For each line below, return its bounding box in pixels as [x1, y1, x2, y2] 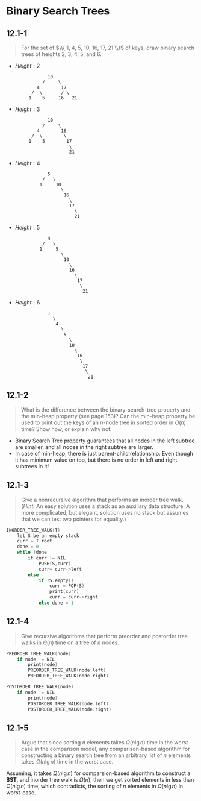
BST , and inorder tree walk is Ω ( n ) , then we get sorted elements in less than [6, 776, 194, 784]
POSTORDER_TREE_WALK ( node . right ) [28, 706, 112, 712]
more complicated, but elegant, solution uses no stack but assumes [20, 509, 189, 516]
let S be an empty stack [17, 532, 79, 539]
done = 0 [17, 544, 39, 550]
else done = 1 [38, 600, 74, 606]
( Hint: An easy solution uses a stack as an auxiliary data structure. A [20, 502, 190, 510]
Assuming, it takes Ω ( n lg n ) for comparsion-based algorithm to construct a [6, 770, 191, 777]
